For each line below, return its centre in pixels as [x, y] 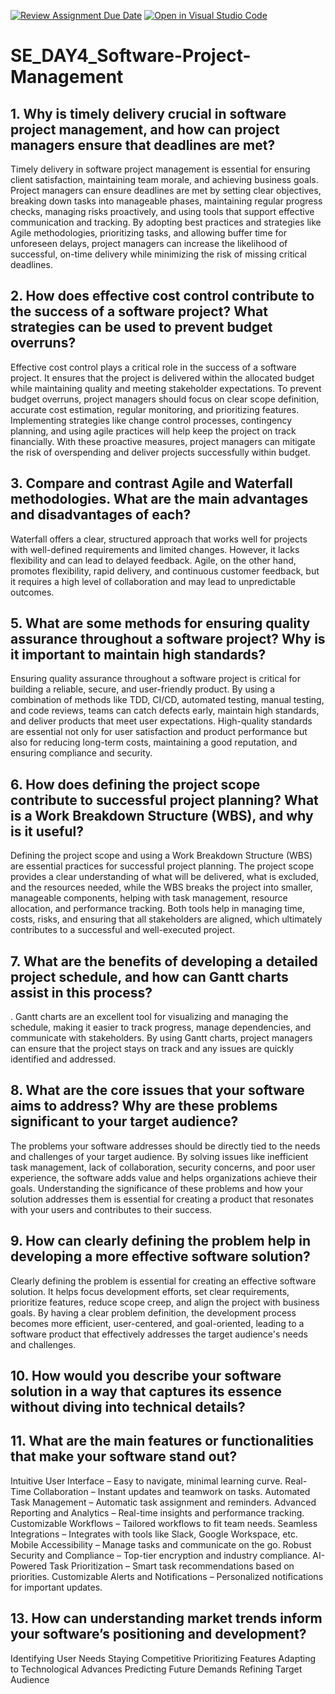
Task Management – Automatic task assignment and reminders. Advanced [163, 1502]
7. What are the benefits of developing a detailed [164, 961]
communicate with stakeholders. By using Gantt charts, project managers [161, 1038]
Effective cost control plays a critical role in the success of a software [153, 367]
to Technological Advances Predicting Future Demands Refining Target [156, 1669]
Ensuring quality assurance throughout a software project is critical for [155, 679]
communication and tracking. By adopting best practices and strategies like [166, 222]
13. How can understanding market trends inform [166, 1618]
